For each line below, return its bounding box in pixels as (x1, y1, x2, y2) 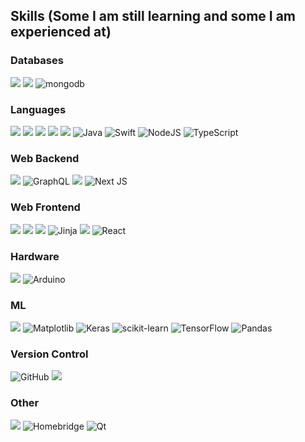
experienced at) (10, 24, 112, 41)
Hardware (10, 249, 60, 263)
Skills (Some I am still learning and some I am (10, 8, 297, 25)
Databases (10, 54, 64, 68)
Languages (10, 102, 67, 116)
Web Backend (10, 151, 80, 165)
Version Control (10, 347, 89, 361)
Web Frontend (10, 200, 81, 214)
